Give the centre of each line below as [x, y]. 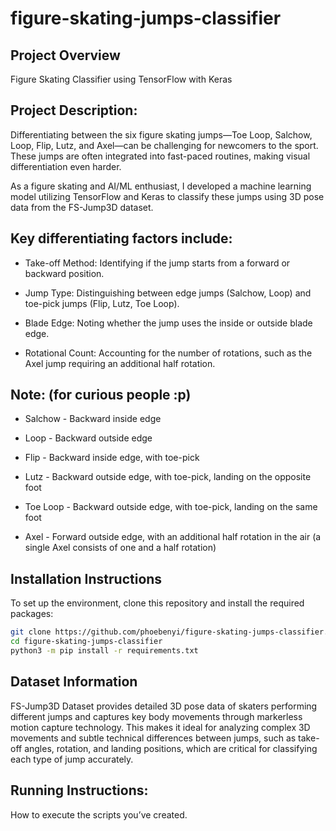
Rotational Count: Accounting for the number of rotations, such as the [168, 353]
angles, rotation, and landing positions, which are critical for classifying [171, 748]
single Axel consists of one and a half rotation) [120, 548]
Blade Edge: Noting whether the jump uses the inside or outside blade [168, 323]
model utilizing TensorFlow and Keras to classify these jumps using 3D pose [167, 196]
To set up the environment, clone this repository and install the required [157, 603]
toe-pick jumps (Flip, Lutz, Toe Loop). [102, 303]
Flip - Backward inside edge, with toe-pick [112, 458]
